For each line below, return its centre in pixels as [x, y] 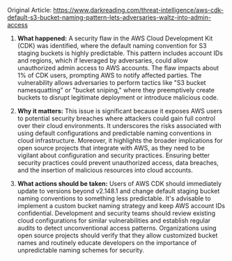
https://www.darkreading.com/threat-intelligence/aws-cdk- [139, 10]
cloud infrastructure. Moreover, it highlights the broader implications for [120, 141]
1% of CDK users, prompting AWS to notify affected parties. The [109, 75]
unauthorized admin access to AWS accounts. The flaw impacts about [118, 68]
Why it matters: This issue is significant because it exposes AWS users [120, 111]
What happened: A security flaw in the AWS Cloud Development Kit [115, 38]
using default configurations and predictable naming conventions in [114, 133]
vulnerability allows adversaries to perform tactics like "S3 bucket [111, 82]
